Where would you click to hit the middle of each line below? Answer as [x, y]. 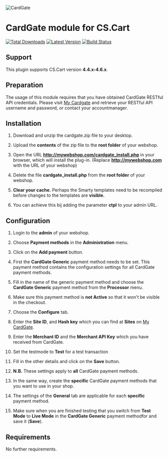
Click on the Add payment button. [48, 252]
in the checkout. [29, 303]
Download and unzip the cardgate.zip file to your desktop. [73, 135]
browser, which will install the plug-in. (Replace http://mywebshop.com [87, 160]
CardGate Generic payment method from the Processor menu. [78, 288]
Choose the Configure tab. [41, 312]
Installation [23, 123]
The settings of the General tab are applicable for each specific [79, 396]
